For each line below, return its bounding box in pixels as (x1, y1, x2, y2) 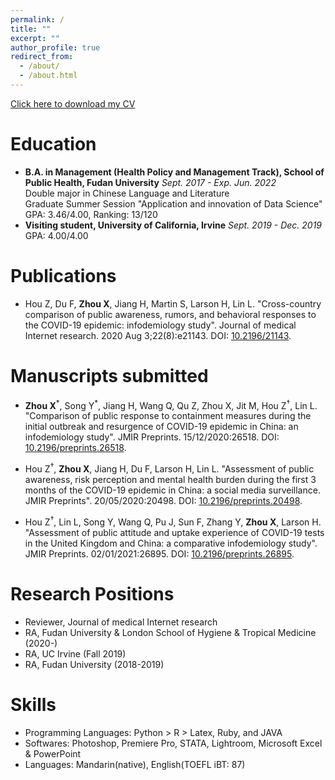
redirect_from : (10, 52, 74, 62)
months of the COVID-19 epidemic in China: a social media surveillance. (24, 484, 321, 496)
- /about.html (19, 71, 78, 81)
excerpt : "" (10, 33, 60, 43)
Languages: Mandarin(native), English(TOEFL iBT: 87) (24, 758, 246, 770)
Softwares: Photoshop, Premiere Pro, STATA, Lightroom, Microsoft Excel (24, 737, 323, 749)
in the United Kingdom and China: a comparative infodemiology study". (24, 537, 318, 549)
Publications (10, 265, 117, 287)
